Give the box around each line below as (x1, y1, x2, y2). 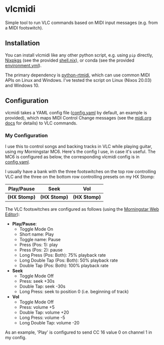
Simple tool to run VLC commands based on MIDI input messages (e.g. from (5, 20, 158, 25)
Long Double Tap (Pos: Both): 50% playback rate (19, 257, 118, 263)
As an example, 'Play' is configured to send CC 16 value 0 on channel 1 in (5, 329, 152, 335)
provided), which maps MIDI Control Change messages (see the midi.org (5, 115, 152, 121)
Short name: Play (19, 231, 54, 237)
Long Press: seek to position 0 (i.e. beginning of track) (19, 288, 129, 295)
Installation (5, 39, 40, 48)
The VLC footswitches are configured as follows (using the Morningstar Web (5, 206, 159, 212)
